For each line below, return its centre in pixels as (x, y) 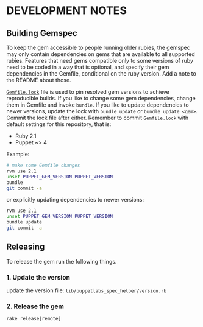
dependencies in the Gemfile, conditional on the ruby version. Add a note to (101, 73)
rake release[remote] (34, 319)
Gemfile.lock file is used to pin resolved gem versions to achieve (88, 92)
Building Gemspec (42, 33)
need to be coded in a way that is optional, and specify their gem (88, 67)
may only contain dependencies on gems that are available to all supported (101, 54)
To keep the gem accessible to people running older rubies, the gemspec (98, 47)
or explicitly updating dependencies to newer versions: (75, 200)
